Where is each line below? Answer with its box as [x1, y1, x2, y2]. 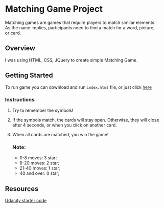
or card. [5, 30, 21, 36]
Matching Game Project [5, 3, 103, 15]
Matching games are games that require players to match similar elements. [5, 20, 156, 25]
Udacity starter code [5, 197, 47, 203]
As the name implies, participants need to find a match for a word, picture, [5, 24, 155, 30]
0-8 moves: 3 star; [19, 155, 57, 161]
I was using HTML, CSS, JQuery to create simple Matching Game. [5, 57, 138, 63]
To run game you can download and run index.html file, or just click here [5, 84, 152, 90]
